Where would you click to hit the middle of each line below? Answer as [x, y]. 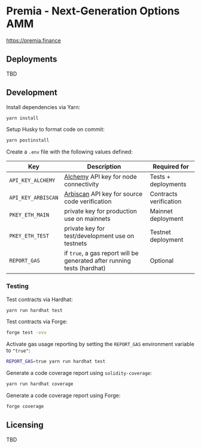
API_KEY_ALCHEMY [32, 181]
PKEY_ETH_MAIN [29, 215]
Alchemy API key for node [100, 177]
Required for [171, 167]
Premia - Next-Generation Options [93, 11]
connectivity [81, 184]
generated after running [97, 261]
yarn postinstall [28, 140]
